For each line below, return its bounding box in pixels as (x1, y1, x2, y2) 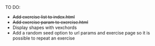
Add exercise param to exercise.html (12, 19, 89, 25)
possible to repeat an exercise (12, 35, 75, 41)
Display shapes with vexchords (12, 24, 77, 30)
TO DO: (5, 4, 21, 10)
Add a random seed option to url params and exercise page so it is (12, 30, 150, 35)
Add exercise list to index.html (12, 14, 75, 19)
